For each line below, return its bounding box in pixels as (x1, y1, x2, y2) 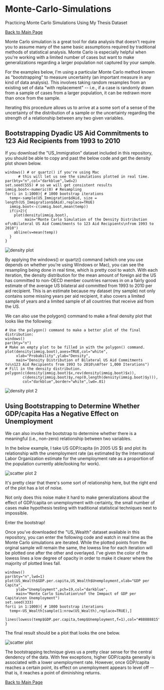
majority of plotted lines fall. (5, 560, 61, 566)
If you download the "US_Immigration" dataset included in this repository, (5, 150, 153, 155)
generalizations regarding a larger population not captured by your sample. (5, 59, 156, 65)
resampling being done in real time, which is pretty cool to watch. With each (5, 267, 158, 273)
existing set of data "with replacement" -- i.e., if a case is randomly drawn (5, 84, 154, 90)
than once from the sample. (5, 95, 61, 101)
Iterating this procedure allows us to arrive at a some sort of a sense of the (5, 104, 155, 110)
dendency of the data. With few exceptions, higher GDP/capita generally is (5, 654, 155, 660)
